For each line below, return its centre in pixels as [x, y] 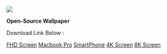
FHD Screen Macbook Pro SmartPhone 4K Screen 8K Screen [83, 45]
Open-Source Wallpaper [38, 21]
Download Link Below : [35, 33]
